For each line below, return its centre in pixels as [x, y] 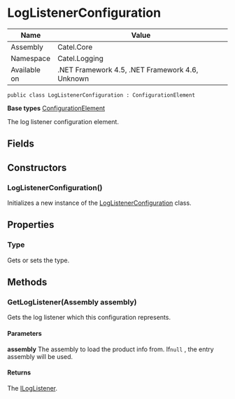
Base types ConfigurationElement [56, 108]
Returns [19, 372]
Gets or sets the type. [38, 260]
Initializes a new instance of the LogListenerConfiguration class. [99, 203]
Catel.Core [75, 47]
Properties [31, 225]
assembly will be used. [40, 356]
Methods [27, 282]
